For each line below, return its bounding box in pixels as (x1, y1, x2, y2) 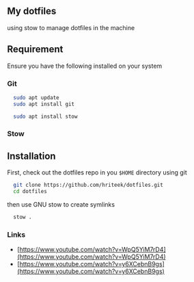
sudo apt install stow (13, 113, 78, 120)
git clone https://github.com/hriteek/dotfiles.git (13, 181, 164, 189)
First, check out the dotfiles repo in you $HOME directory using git (7, 168, 188, 177)
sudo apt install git (13, 101, 75, 107)
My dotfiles (7, 5, 57, 17)
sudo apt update (13, 94, 59, 101)
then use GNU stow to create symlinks (7, 201, 115, 209)
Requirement (7, 44, 64, 55)
